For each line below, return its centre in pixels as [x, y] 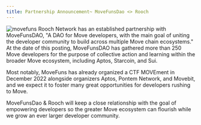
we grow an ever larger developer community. [63, 115]
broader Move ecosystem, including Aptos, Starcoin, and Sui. [82, 60]
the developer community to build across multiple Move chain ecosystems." [100, 41]
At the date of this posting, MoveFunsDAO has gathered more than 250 [94, 48]
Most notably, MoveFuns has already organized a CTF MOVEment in [91, 72]
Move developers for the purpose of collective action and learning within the [101, 54]
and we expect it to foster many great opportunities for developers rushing [98, 85]
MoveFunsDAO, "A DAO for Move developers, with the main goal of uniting [98, 35]
